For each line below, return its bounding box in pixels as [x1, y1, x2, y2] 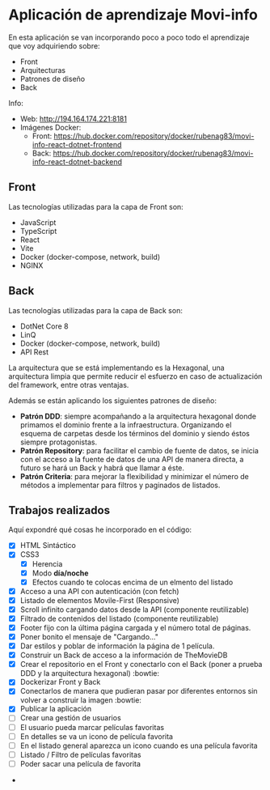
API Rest [19, 346, 49, 357]
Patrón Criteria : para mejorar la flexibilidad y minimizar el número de [19, 471, 249, 481]
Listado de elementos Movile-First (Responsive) [19, 595, 180, 605]
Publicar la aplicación [19, 704, 92, 714]
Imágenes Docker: [19, 122, 82, 132]
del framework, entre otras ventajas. [8, 380, 129, 389]
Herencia [32, 559, 63, 568]
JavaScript [19, 217, 57, 227]
